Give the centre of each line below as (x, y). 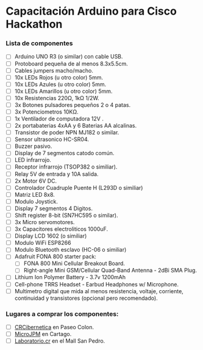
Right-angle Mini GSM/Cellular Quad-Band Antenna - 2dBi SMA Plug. (110, 271)
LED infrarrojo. (33, 160)
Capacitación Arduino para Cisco (91, 11)
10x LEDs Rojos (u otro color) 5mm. (59, 77)
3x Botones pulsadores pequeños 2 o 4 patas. (73, 104)
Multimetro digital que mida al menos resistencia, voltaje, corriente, (99, 291)
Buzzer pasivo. (33, 146)
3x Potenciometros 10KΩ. (46, 112)
